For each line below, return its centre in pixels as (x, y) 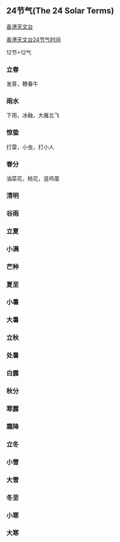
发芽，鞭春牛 (22, 84)
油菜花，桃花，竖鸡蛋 (33, 178)
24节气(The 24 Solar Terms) (60, 11)
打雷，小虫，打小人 (30, 147)
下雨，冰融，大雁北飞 (33, 115)
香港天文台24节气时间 (34, 39)
